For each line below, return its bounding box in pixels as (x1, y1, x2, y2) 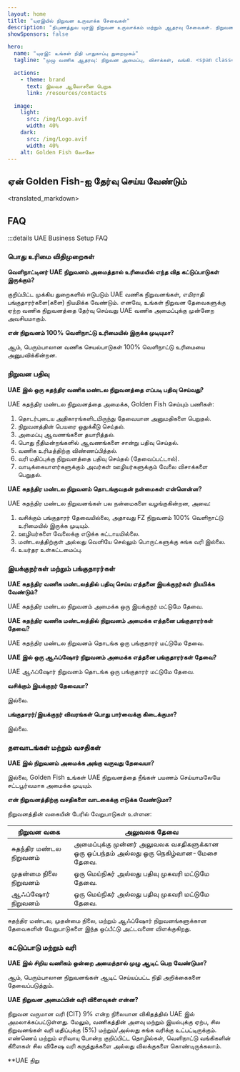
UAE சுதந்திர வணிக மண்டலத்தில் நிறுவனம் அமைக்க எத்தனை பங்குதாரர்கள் (7, 616, 213, 625)
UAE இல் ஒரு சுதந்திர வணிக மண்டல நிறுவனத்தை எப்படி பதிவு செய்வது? (7, 385, 204, 394)
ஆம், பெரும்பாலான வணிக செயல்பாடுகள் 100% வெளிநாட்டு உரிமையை (7, 343, 205, 351)
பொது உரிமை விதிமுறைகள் (7, 251, 95, 261)
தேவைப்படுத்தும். (7, 981, 54, 990)
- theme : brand (20, 76, 66, 83)
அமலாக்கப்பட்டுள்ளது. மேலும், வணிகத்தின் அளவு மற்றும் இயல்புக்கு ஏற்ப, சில (7, 1018, 220, 1026)
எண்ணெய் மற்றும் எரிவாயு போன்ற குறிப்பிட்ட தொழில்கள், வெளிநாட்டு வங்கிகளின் (7, 1033, 231, 1043)
